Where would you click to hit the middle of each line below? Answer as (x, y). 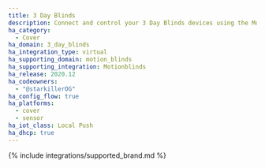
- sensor (30, 118)
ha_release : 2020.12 (42, 74)
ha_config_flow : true (44, 96)
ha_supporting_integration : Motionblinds (77, 67)
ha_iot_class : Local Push (50, 125)
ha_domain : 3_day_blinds (49, 45)
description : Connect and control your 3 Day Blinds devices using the (128, 23)
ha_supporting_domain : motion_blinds (70, 60)
